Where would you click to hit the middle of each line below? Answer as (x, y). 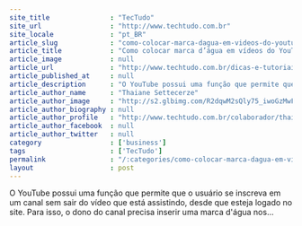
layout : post (72, 168)
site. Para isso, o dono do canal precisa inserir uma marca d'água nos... (142, 213)
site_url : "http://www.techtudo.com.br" (120, 26)
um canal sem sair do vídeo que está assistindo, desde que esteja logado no (151, 203)
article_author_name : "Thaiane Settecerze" (104, 92)
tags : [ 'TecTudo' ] (86, 151)
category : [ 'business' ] (88, 143)
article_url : (62, 68)
